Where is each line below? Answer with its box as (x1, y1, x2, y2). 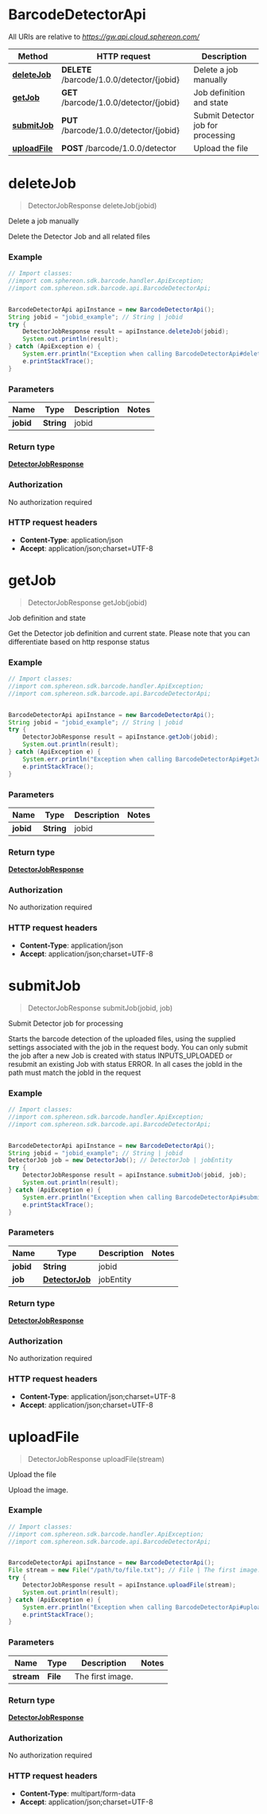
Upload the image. (8, 1485, 69, 1494)
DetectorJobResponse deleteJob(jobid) (27, 200, 157, 210)
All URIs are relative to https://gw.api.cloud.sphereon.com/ (8, 32, 200, 41)
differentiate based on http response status (8, 637, 150, 646)
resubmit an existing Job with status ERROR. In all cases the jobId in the (8, 1059, 243, 1068)
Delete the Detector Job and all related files (8, 231, 151, 241)
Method (17, 50, 48, 61)
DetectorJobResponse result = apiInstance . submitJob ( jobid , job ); (22, 1171, 247, 1180)
